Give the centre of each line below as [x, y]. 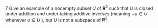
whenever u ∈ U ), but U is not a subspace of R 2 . [57, 19]
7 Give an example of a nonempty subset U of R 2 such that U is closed [79, 8]
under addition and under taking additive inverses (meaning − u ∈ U [76, 13]
